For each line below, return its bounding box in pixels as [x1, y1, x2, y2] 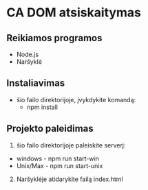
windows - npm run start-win [16, 154, 99, 163]
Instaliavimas [6, 78, 65, 89]
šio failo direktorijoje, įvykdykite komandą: [16, 95, 136, 104]
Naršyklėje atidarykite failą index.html [16, 175, 123, 183]
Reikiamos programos [6, 32, 103, 44]
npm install [26, 103, 58, 111]
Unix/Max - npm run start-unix [16, 161, 103, 169]
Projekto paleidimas [6, 123, 94, 134]
